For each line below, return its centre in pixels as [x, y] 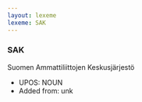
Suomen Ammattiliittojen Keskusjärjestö [71, 67]
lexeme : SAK [27, 23]
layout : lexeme [32, 15]
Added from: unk [46, 90]
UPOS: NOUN [41, 82]
